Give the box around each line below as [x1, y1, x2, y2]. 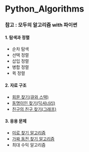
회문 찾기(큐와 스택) [12, 94, 49, 100]
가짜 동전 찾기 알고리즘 [12, 136, 55, 141]
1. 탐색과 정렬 [5, 34, 30, 40]
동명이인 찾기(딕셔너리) [12, 100, 55, 106]
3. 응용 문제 [5, 118, 27, 124]
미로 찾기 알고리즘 [12, 130, 46, 136]
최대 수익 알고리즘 [12, 142, 46, 148]
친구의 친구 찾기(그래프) [12, 106, 57, 112]
